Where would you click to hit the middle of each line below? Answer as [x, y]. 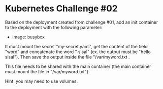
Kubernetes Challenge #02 [62, 9]
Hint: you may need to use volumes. [41, 81]
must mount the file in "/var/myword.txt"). [47, 71]
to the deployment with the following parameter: [54, 27]
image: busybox [29, 37]
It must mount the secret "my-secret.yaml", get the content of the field [76, 46]
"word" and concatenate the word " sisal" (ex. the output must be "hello [78, 52]
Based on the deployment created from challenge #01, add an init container [81, 22]
